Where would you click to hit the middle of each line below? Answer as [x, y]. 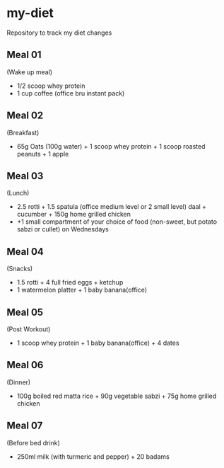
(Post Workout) [29, 329]
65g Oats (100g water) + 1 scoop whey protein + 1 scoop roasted [111, 146]
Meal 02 [25, 116]
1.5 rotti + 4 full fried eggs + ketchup [70, 282]
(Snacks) [20, 269]
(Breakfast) [23, 132]
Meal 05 [25, 312]
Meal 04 [25, 252]
